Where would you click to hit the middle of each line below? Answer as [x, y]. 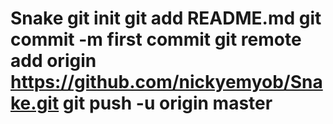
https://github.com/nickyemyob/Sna [166, 82]
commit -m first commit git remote [156, 39]
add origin [53, 61]
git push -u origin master [167, 103]
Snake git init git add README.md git [166, 18]
